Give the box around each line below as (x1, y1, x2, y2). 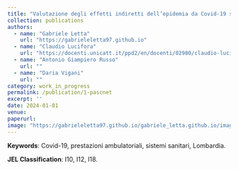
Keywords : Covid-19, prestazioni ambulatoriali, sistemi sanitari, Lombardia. (7, 141, 226, 150)
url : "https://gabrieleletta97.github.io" (20, 37, 147, 44)
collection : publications (7, 17, 84, 24)
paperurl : (7, 115, 37, 122)
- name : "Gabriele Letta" (13, 30, 91, 37)
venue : (7, 109, 27, 116)
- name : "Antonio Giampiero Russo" (13, 56, 119, 63)
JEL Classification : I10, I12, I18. (7, 154, 98, 163)
